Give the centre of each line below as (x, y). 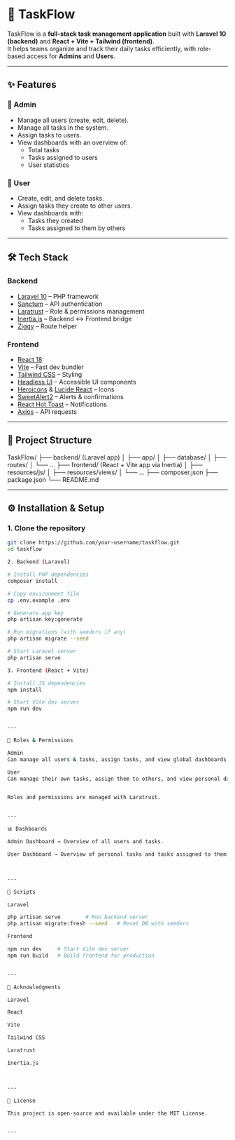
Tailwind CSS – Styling (50, 374)
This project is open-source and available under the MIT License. (108, 1113)
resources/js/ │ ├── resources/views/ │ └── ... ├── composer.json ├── (113, 472)
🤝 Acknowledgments (34, 987)
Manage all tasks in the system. (63, 127)
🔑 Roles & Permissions (40, 740)
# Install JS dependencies (47, 683)
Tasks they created (55, 220)
